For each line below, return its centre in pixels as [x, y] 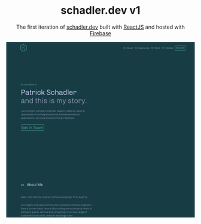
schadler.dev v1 [100, 10]
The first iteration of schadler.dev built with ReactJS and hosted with [100, 27]
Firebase [100, 33]
